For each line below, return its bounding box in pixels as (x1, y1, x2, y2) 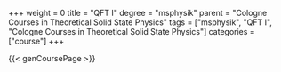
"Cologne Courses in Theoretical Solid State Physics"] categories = (8, 27, 255, 36)
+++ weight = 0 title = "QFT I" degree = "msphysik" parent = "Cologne (8, 8, 268, 18)
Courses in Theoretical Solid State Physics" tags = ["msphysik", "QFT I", (8, 17, 273, 28)
